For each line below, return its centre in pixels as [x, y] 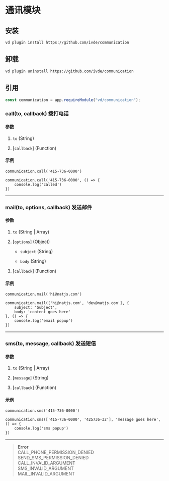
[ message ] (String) [30, 378]
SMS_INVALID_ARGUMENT [46, 468]
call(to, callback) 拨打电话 [37, 114]
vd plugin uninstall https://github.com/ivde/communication [70, 71]
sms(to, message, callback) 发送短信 [51, 344]
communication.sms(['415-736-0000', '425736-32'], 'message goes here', [83, 420]
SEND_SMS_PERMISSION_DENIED [53, 458]
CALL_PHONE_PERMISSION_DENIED [56, 452]
